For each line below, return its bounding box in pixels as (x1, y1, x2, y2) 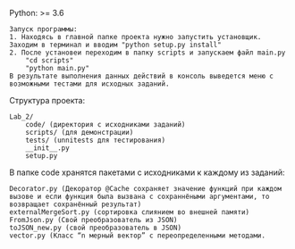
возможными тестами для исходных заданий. (9, 79, 170, 88)
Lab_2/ (9, 112, 34, 121)
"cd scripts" (25, 56, 74, 65)
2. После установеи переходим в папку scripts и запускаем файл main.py (9, 48, 286, 57)
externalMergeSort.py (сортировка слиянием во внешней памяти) (9, 208, 250, 217)
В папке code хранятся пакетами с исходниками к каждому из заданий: (9, 167, 285, 178)
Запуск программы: (9, 25, 78, 34)
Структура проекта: (9, 95, 86, 105)
